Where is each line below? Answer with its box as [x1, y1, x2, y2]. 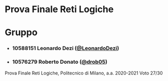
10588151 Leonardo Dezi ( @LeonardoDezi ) [12, 45, 119, 52]
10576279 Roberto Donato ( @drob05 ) [12, 58, 107, 65]
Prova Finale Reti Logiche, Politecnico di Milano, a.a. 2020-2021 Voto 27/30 [5, 70, 163, 76]
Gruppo [5, 27, 38, 38]
